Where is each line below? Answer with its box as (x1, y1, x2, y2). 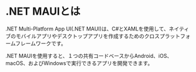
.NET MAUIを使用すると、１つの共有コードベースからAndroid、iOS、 (5, 52, 173, 59)
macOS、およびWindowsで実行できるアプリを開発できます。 (5, 59, 153, 67)
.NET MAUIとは (5, 5, 80, 18)
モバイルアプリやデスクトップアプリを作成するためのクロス (15, 32, 160, 39)
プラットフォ (159, 32, 191, 39)
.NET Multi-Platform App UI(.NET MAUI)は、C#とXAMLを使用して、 (5, 25, 170, 32)
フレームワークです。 (15, 40, 66, 47)
